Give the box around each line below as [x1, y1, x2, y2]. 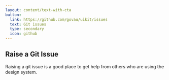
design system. [5, 69, 37, 75]
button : [5, 12, 22, 17]
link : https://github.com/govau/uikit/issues [10, 17, 108, 22]
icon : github [10, 31, 38, 36]
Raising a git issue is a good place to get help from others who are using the [5, 63, 164, 69]
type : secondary [10, 26, 44, 32]
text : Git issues [10, 21, 47, 27]
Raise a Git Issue [5, 50, 59, 59]
